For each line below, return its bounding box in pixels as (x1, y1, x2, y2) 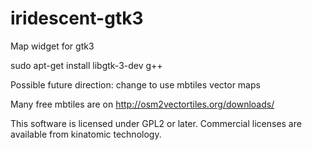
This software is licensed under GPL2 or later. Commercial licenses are (10, 117, 302, 129)
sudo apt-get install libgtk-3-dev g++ (10, 59, 163, 71)
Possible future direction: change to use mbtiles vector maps (10, 78, 261, 91)
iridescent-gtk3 (10, 7, 144, 30)
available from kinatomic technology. (10, 128, 162, 140)
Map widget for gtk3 (10, 40, 95, 52)
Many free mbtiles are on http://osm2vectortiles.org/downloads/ (10, 98, 275, 110)
